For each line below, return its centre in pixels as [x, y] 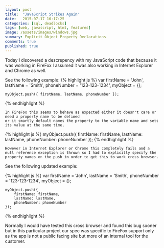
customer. [15, 241]
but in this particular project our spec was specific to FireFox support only [80, 230]
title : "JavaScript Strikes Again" [42, 14]
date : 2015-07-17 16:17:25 [35, 19]
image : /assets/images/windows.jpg [41, 32]
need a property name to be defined [42, 116]
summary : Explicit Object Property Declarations [56, 37]
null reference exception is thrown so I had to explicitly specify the [81, 152]
